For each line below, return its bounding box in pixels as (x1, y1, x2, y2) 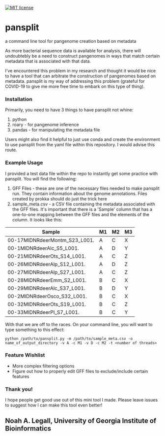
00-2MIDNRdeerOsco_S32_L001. (7, 293, 87, 300)
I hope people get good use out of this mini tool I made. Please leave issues (5, 397, 158, 403)
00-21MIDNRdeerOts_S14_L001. (7, 253, 86, 260)
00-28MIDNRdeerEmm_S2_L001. (7, 276, 87, 283)
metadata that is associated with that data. (5, 58, 91, 64)
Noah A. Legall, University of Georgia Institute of (5, 416, 157, 425)
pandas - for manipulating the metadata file (12, 127, 100, 133)
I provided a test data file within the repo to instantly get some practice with (5, 170, 158, 176)
